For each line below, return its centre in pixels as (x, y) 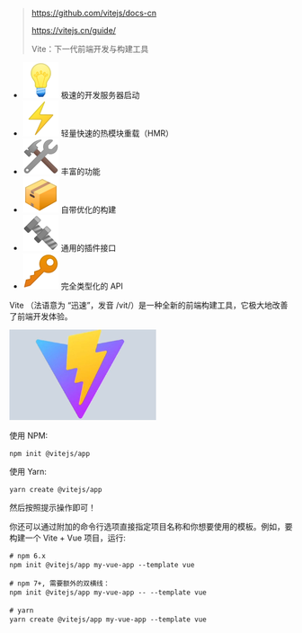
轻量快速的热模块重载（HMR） (117, 133)
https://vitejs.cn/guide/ (74, 30)
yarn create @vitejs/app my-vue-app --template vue (108, 620)
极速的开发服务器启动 (100, 95)
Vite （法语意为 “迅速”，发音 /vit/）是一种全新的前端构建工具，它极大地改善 (149, 305)
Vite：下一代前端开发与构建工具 (90, 49)
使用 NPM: (29, 436)
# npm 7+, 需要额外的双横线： (60, 584)
